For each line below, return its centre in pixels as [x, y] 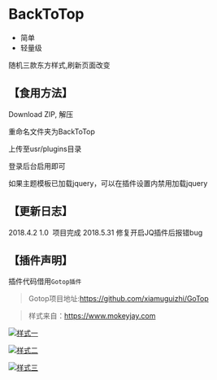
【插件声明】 [41, 260]
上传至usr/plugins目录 [45, 149]
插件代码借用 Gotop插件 [45, 282]
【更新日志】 [41, 212]
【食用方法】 [41, 93]
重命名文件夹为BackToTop [52, 132]
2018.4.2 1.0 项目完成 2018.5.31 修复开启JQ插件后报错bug [106, 232]
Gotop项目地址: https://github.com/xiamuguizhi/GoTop [118, 299]
